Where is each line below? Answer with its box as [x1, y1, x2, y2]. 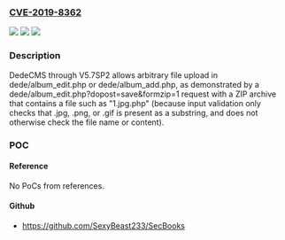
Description [9, 50, 61, 62]
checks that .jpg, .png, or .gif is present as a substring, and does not [9, 107, 258, 118]
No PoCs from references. [9, 180, 104, 191]
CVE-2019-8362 [9, 6, 82, 19]
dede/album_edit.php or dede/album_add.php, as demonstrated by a [9, 79, 259, 89]
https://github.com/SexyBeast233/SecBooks [21, 220, 186, 231]
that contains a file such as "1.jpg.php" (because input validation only [9, 97, 261, 108]
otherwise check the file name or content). [9, 117, 165, 128]
